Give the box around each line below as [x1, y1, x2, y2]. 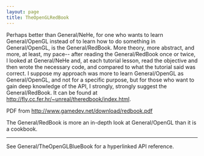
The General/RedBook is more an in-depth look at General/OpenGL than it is [6, 119, 197, 126]
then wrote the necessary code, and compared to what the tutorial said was [6, 63, 196, 70]
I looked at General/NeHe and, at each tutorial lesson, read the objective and [6, 57, 198, 64]
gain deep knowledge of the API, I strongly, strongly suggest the [6, 82, 167, 89]
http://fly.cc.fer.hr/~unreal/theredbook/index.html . [6, 95, 132, 103]
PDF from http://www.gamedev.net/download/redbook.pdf [6, 107, 153, 114]
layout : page [6, 8, 39, 15]
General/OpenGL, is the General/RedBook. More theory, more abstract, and [6, 44, 194, 51]
